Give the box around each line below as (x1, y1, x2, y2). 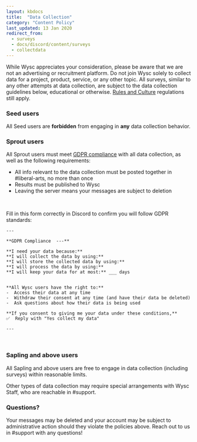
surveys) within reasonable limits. (6, 371, 87, 378)
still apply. (6, 94, 31, 102)
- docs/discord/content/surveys (11, 42, 91, 48)
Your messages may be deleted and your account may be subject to (6, 417, 172, 424)
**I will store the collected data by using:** (6, 259, 125, 265)
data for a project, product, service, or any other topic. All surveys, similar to (6, 76, 191, 83)
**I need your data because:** (6, 248, 83, 254)
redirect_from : (6, 31, 44, 37)
